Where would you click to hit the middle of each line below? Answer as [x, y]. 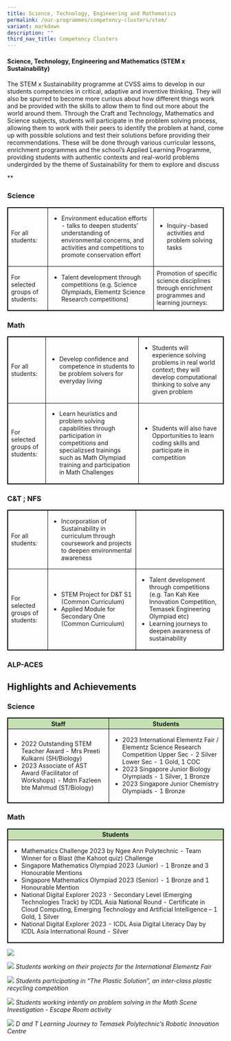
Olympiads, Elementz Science [103, 292]
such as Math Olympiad [92, 458]
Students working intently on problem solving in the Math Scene [106, 1002]
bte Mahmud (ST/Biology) [57, 787]
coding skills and [176, 443]
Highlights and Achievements [72, 687]
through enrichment [185, 288]
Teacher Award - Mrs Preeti [60, 750]
